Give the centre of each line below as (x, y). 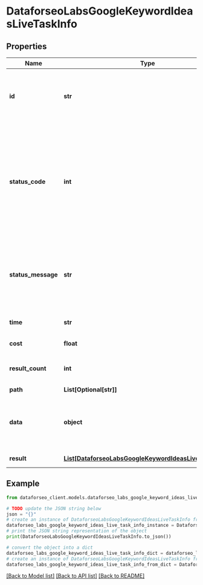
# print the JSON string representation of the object (77, 531)
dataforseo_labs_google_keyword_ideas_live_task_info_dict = (85, 553)
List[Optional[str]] (90, 390)
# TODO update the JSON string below (54, 508)
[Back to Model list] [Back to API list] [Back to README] (76, 576)
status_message (34, 275)
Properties (27, 46)
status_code (27, 181)
